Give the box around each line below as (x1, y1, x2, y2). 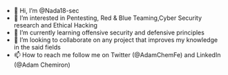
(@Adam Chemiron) (13, 61, 70, 69)
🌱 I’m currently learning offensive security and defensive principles (13, 28, 205, 36)
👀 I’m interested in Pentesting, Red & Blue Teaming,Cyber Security (13, 14, 202, 22)
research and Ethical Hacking (13, 21, 98, 29)
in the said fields (13, 43, 61, 51)
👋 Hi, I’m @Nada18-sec (13, 7, 79, 14)
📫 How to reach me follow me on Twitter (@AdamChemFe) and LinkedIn (13, 51, 221, 58)
